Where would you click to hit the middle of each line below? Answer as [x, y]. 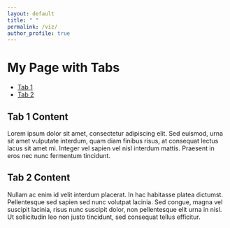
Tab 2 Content [39, 178]
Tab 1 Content [38, 116]
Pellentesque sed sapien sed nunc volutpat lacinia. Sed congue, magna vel [115, 202]
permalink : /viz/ [33, 27]
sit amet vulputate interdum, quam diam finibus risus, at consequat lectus [113, 141]
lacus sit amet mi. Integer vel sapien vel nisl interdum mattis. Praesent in [111, 148]
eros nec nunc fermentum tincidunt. [59, 156]
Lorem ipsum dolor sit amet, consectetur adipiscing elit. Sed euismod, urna [115, 133]
